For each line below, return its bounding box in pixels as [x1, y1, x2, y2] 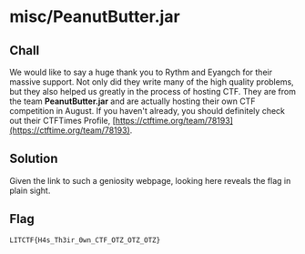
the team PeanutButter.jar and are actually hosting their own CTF [9, 96, 256, 107]
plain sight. [9, 185, 51, 196]
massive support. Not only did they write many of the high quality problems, [9, 76, 294, 87]
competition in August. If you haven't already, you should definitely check [9, 106, 285, 116]
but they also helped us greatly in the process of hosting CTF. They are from [9, 86, 296, 97]
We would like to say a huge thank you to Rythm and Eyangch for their [9, 66, 273, 77]
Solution [9, 151, 58, 167]
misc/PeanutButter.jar [9, 6, 180, 27]
